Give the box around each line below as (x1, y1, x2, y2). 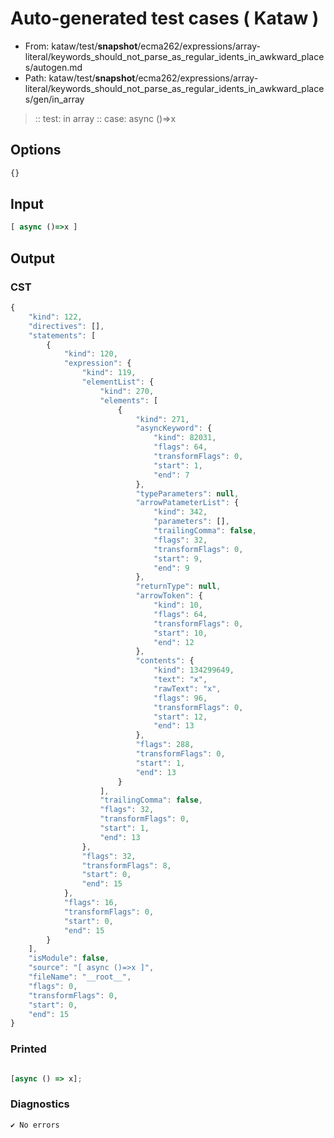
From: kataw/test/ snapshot (24, 40, 138, 52)
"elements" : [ (99, 395, 159, 406)
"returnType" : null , (135, 582, 222, 592)
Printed (10, 1042, 47, 1056)
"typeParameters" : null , (135, 488, 240, 499)
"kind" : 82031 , (153, 433, 217, 443)
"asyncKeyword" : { (135, 423, 213, 434)
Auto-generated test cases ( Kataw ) (10, 7, 320, 30)
